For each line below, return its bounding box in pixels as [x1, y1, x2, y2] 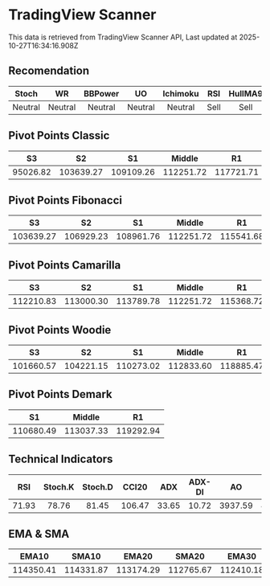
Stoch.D [81, 481, 114, 492]
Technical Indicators [8, 453, 113, 466]
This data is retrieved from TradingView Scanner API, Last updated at [8, 32, 238, 42]
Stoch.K [43, 481, 75, 492]
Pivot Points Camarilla [8, 258, 121, 272]
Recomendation [8, 64, 90, 78]
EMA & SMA [8, 527, 70, 541]
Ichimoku [162, 88, 199, 99]
